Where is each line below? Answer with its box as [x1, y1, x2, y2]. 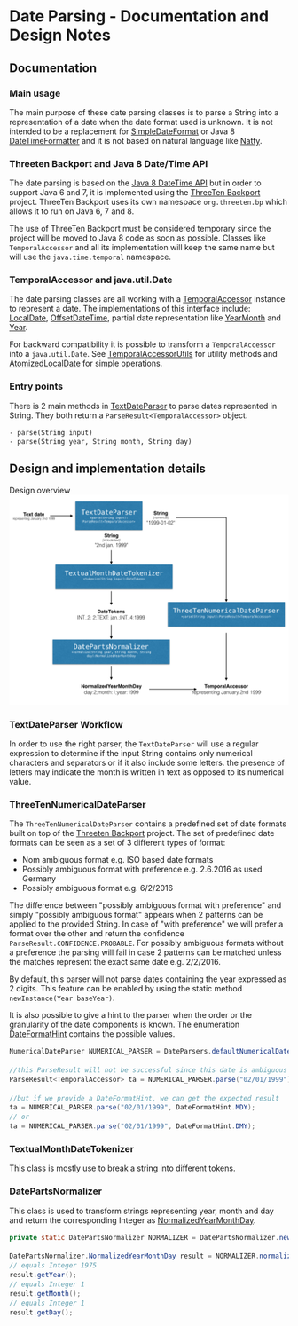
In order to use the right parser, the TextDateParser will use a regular [9, 738, 259, 749]
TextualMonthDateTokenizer [9, 1142, 135, 1155]
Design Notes [9, 25, 111, 45]
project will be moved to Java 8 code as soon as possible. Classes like [9, 233, 266, 243]
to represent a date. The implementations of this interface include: [9, 304, 251, 314]
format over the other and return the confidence [9, 928, 184, 939]
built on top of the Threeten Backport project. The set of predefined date [9, 828, 275, 839]
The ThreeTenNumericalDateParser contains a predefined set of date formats [9, 818, 286, 829]
